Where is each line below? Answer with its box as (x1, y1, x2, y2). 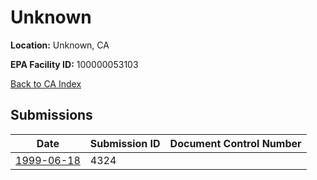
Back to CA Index (10, 77, 82, 90)
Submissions (10, 107, 93, 124)
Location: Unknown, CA (10, 39, 110, 51)
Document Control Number (169, 136, 302, 150)
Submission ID (89, 136, 161, 150)
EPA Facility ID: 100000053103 (10, 58, 139, 70)
